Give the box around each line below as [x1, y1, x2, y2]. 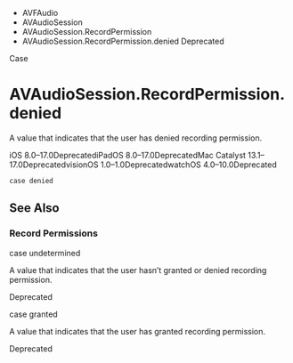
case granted [9, 309, 58, 319]
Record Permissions [9, 227, 98, 239]
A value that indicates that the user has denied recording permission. [9, 133, 263, 143]
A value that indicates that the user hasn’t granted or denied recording [9, 264, 267, 275]
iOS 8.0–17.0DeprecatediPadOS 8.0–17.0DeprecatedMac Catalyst [9, 149, 247, 160]
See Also [9, 200, 60, 216]
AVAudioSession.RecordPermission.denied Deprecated [21, 36, 224, 46]
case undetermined [9, 247, 81, 258]
